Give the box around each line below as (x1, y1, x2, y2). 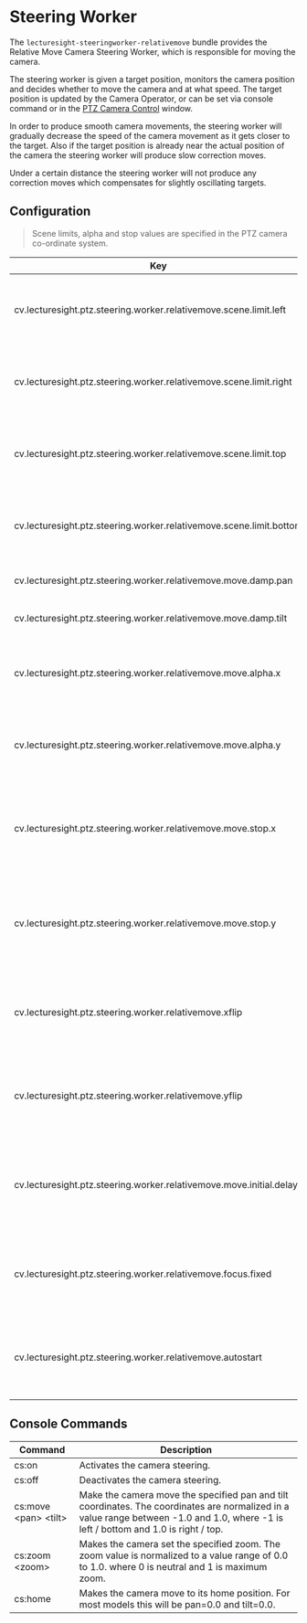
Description (159, 1443, 213, 1456)
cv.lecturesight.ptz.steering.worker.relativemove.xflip (14, 1005, 243, 1018)
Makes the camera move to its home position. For (79, 1586, 291, 1599)
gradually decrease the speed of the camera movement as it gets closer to (9, 130, 291, 141)
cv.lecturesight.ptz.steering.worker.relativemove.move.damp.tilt (14, 611, 288, 624)
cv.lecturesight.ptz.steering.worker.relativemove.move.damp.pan (14, 574, 293, 587)
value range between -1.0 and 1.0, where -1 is (79, 1511, 284, 1523)
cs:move (14, 1500, 51, 1512)
